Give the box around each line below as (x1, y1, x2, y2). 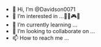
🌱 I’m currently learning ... (12, 21, 78, 28)
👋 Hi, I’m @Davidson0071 (12, 6, 76, 13)
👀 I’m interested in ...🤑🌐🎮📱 (12, 13, 81, 19)
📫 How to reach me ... (12, 34, 69, 42)
